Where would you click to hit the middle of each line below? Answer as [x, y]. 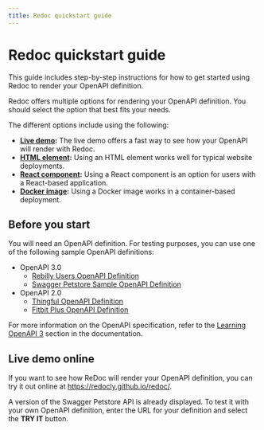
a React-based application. [64, 182]
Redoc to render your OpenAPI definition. [76, 85]
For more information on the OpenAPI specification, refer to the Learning [127, 325]
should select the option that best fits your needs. [89, 109]
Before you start [49, 224]
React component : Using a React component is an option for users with [138, 174]
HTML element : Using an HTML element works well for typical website [136, 157]
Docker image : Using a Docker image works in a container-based [127, 191]
